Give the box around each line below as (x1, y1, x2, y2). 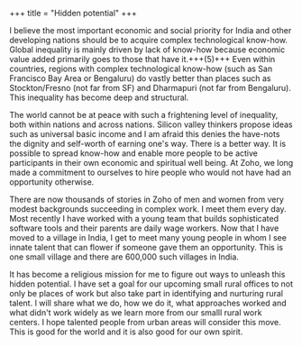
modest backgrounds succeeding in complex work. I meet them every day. (9, 204, 287, 214)
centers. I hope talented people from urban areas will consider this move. (9, 317, 281, 327)
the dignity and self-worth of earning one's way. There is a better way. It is (9, 139, 287, 149)
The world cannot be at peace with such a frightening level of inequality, (9, 110, 279, 120)
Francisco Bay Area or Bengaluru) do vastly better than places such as (9, 73, 271, 84)
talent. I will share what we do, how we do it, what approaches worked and (9, 297, 287, 308)
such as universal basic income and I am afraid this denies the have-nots (9, 129, 280, 139)
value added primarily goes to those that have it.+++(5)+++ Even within (9, 54, 276, 64)
